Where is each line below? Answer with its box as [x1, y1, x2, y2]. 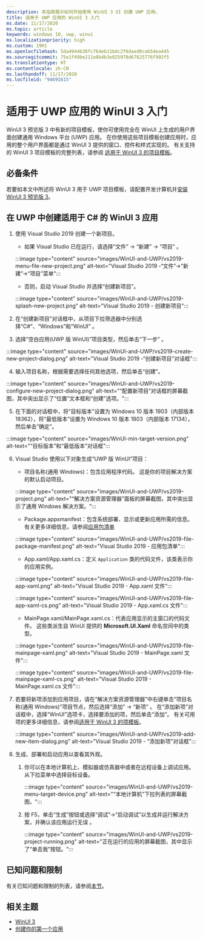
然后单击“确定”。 [15, 423, 58, 430]
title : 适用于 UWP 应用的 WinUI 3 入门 [6, 15, 100, 21]
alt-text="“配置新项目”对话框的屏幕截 [96, 387, 188, 394]
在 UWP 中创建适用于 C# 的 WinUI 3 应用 [6, 213, 159, 223]
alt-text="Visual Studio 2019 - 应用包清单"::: [75, 542, 185, 550]
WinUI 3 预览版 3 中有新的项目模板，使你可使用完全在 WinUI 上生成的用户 [6, 126, 190, 134]
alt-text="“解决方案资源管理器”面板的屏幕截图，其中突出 [47, 495, 188, 502]
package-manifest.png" [15, 542, 75, 550]
